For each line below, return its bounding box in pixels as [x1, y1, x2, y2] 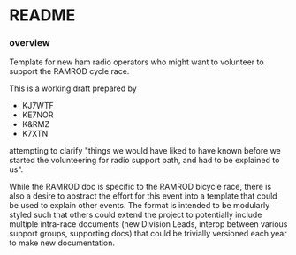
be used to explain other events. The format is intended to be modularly [9, 200, 270, 211]
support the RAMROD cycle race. [9, 66, 130, 77]
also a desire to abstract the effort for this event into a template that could [9, 191, 277, 201]
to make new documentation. [9, 237, 116, 248]
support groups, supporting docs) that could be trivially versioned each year [9, 229, 287, 239]
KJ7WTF [21, 101, 55, 111]
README [9, 5, 76, 26]
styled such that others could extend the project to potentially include [9, 209, 262, 221]
